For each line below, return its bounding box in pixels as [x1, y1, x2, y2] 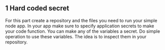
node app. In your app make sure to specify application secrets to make [5, 23, 154, 29]
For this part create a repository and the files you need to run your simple [5, 17, 157, 23]
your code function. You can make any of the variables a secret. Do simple [5, 28, 160, 34]
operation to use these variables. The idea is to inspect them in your [5, 33, 147, 39]
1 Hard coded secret [5, 4, 70, 13]
